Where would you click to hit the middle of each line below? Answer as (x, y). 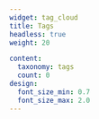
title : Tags (31, 26)
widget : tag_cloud (44, 17)
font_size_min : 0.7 (54, 92)
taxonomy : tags (46, 67)
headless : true (38, 34)
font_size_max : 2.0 (54, 100)
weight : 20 (30, 42)
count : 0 (34, 76)
